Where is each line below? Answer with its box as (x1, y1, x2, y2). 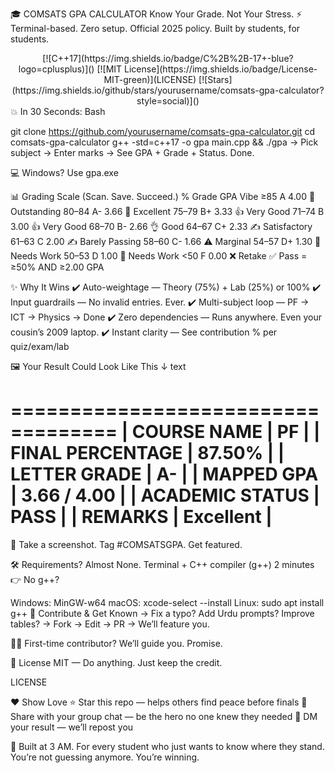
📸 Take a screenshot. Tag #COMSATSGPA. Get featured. (10, 538, 243, 550)
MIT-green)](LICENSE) (103, 74, 197, 85)
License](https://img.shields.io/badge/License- (124, 63, 318, 75)
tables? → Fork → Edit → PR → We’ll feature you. (10, 618, 210, 630)
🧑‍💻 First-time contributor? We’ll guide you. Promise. (10, 637, 223, 649)
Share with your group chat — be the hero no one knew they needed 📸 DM (10, 710, 318, 722)
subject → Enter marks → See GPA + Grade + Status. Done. (10, 147, 255, 158)
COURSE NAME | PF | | (131, 421, 321, 443)
